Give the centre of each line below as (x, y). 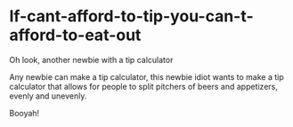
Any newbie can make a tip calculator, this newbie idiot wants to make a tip (147, 76)
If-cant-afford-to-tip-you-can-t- (131, 16)
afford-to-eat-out (75, 35)
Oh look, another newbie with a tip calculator (91, 60)
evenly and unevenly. (48, 96)
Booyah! (24, 113)
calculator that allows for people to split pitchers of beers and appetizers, (143, 86)
